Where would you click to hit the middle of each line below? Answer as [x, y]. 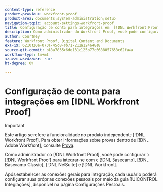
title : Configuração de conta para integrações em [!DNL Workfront [76, 28]
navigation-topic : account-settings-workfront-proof [59, 23]
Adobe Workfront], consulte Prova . [40, 145]
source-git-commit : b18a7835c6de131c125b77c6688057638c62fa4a [69, 50]
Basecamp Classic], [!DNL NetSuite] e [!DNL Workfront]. [61, 165]
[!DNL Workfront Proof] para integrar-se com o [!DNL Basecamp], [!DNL [77, 160]
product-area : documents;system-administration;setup [61, 18]
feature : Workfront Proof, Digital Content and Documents [65, 41]
